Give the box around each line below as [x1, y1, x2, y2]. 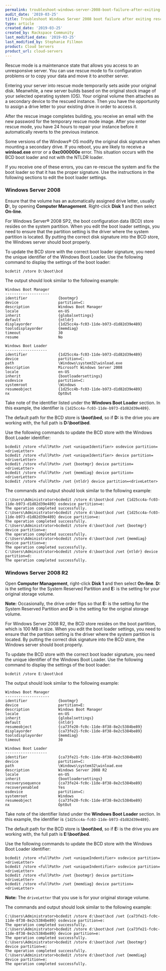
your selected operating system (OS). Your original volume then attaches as [5, 93, 160, 99]
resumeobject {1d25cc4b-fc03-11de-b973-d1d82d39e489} [5, 387, 142, 392]
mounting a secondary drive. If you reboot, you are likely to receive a [5, 144, 145, 150]
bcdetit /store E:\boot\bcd [5, 671, 63, 676]
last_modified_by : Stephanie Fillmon [5, 40, 83, 45]
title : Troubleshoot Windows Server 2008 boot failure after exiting [5, 16, 152, 21]
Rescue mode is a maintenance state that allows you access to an [5, 62, 139, 68]
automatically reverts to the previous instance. [5, 129, 100, 135]
